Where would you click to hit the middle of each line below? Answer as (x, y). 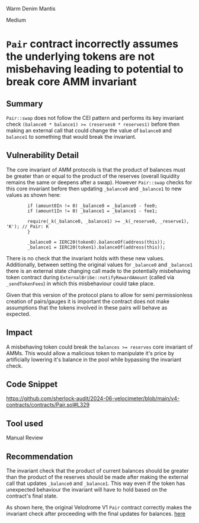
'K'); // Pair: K (28, 227)
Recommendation (39, 456)
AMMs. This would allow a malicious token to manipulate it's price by (90, 353)
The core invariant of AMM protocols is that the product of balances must (96, 170)
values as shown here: (33, 194)
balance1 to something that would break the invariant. (71, 137)
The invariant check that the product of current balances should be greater (98, 471)
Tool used (25, 423)
